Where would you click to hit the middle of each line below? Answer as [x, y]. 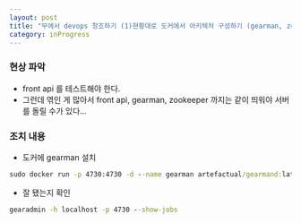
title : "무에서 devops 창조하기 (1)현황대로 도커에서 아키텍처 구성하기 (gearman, [146, 26]
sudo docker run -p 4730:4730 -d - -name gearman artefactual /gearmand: [146, 174]
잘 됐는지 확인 [46, 193]
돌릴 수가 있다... [59, 111]
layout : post [34, 17]
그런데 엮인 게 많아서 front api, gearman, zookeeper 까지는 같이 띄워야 [147, 99]
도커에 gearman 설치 [59, 157]
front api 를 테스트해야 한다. [71, 88]
